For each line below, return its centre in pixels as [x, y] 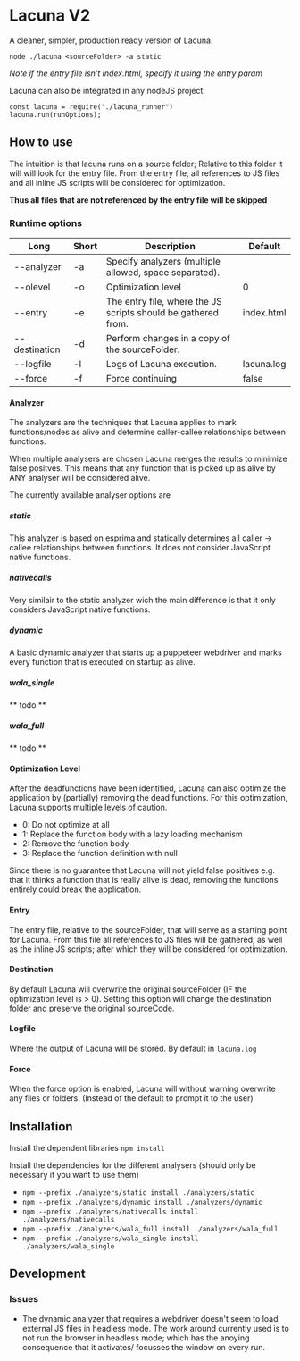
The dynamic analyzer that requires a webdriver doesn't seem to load [150, 1318]
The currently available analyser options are [90, 495]
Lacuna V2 [50, 16]
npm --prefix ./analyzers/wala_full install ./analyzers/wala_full [150, 1229]
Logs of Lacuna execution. [161, 365]
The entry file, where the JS [164, 302]
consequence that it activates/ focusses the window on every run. [144, 1347]
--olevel [32, 287]
